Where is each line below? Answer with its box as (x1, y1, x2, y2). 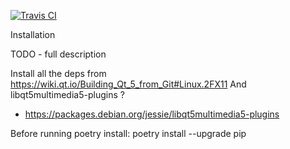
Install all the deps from (10, 68, 107, 79)
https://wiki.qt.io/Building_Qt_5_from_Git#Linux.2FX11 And (10, 78, 247, 90)
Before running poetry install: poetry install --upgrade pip (10, 128, 247, 139)
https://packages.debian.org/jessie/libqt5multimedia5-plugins (24, 108, 280, 120)
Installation (10, 29, 56, 40)
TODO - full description (10, 48, 107, 60)
